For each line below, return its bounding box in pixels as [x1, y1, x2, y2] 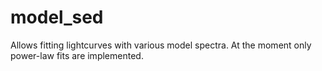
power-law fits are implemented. [10, 49, 144, 61]
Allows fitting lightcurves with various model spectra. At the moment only [10, 39, 312, 51]
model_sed [10, 6, 104, 29]
